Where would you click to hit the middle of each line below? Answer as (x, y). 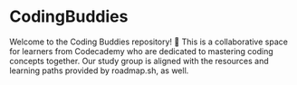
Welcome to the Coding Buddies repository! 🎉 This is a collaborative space (148, 42)
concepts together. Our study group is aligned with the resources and (139, 61)
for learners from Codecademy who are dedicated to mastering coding (141, 51)
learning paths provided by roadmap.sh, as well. (99, 71)
